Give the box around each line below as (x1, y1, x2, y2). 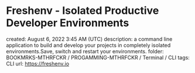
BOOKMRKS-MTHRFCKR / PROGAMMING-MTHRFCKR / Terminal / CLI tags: (6, 54, 190, 61)
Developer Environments (6, 16, 129, 30)
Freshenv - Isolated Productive (6, 4, 159, 17)
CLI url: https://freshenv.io (6, 60, 69, 67)
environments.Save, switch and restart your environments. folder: (6, 48, 164, 54)
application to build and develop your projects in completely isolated (6, 42, 171, 49)
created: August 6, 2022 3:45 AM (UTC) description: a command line (6, 35, 173, 42)
